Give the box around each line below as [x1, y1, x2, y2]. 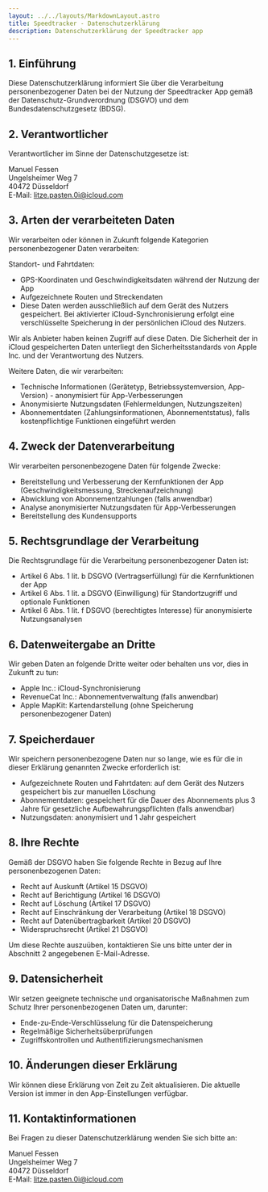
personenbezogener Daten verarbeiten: [8, 243, 139, 253]
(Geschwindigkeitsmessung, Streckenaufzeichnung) [19, 485, 194, 495]
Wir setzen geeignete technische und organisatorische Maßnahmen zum [8, 993, 249, 1003]
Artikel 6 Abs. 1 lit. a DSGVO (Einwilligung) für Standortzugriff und [19, 589, 237, 598]
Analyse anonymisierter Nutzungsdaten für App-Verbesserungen [19, 502, 236, 512]
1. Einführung [8, 57, 76, 70]
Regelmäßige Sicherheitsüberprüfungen [19, 1026, 154, 1036]
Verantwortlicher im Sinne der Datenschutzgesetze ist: [8, 149, 189, 158]
